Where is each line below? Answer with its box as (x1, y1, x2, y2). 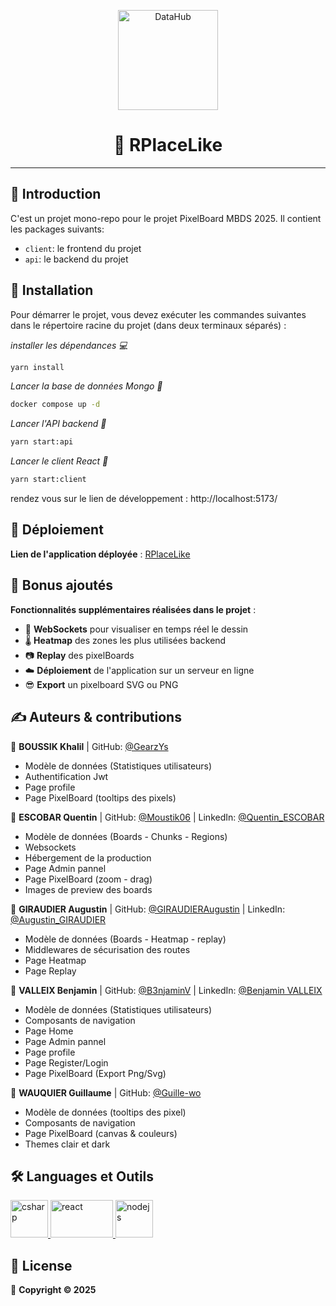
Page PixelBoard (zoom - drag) (24, 873, 153, 885)
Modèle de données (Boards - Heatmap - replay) (24, 933, 227, 945)
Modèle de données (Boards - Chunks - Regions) (24, 830, 228, 842)
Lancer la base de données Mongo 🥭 (10, 380, 163, 392)
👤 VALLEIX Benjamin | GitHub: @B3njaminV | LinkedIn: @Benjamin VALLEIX (10, 984, 323, 996)
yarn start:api (10, 437, 74, 447)
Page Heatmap (24, 954, 87, 966)
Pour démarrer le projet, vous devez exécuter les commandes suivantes (10, 308, 307, 320)
